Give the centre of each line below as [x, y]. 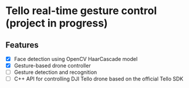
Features [22, 45]
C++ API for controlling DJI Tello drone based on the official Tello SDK [99, 79]
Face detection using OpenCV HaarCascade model [76, 59]
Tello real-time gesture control [81, 11]
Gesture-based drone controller [53, 66]
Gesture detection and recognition [55, 72]
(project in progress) [57, 23]
